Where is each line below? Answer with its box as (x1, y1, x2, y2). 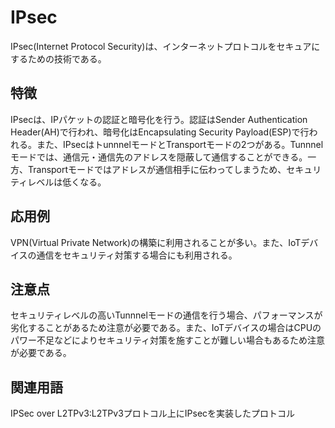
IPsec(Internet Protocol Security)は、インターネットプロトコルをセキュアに (10, 40, 321, 52)
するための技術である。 (10, 52, 107, 65)
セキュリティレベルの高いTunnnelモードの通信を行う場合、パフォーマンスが (10, 309, 323, 321)
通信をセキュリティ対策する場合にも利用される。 (36, 249, 238, 261)
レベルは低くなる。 (27, 176, 107, 188)
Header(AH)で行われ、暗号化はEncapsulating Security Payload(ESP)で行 (10, 126, 310, 138)
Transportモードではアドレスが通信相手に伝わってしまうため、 (27, 163, 287, 175)
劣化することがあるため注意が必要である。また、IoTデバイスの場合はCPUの (10, 322, 322, 334)
